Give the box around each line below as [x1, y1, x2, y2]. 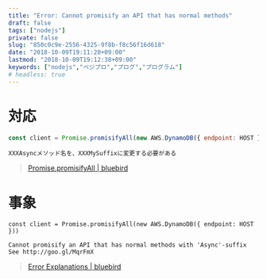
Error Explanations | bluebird [27, 262, 122, 272]
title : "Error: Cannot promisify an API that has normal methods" [8, 11, 233, 20]
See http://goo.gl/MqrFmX [8, 248, 94, 256]
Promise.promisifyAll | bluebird [27, 163, 129, 173]
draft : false [8, 19, 52, 27]
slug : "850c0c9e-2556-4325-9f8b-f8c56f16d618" [8, 41, 165, 49]
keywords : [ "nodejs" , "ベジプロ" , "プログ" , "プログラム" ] [8, 63, 183, 71]
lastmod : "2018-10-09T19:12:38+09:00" [8, 56, 137, 64]
